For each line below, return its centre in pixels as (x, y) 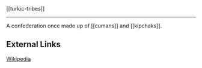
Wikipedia (19, 58)
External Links (34, 44)
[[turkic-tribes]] (26, 9)
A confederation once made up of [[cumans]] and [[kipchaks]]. (84, 26)
